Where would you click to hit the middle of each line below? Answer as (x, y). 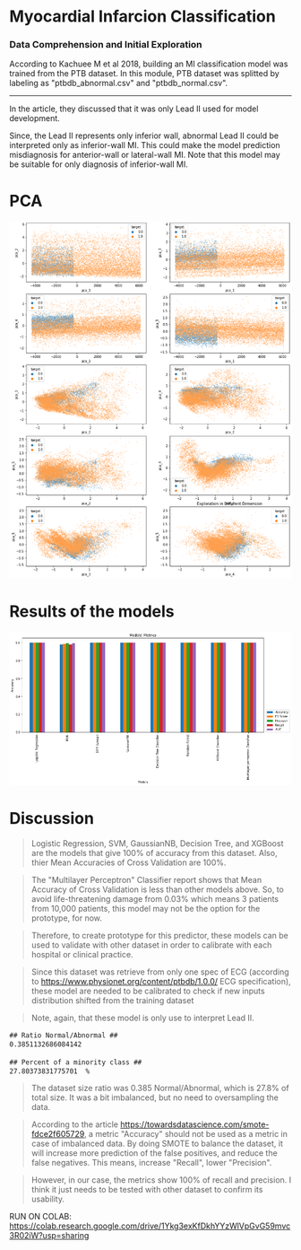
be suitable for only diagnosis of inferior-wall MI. (99, 164)
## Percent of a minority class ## (76, 1062)
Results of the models (92, 611)
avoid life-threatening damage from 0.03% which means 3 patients (155, 899)
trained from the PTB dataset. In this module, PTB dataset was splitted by (144, 74)
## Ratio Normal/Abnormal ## (64, 1036)
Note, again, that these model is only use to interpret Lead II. (143, 1018)
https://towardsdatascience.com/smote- (195, 1124)
